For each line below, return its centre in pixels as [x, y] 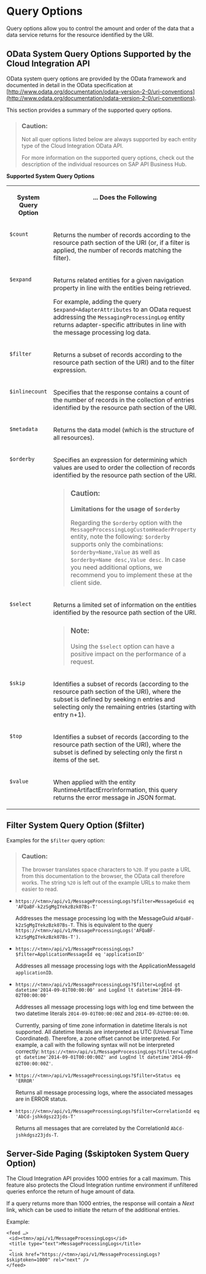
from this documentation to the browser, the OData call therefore [103, 876]
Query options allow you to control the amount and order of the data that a [100, 28]
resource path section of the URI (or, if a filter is [121, 243]
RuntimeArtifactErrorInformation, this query [115, 790]
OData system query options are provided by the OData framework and [97, 79]
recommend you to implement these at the [132, 575]
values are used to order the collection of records [124, 468]
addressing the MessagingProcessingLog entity [119, 317]
